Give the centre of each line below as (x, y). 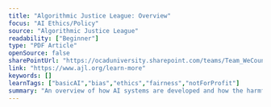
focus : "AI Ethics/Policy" (54, 23)
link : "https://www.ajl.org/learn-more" (77, 68)
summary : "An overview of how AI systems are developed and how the (126, 91)
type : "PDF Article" (43, 46)
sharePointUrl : (34, 61)
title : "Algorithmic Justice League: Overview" (90, 16)
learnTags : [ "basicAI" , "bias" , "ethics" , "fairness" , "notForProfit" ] (124, 83)
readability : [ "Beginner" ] (54, 38)
